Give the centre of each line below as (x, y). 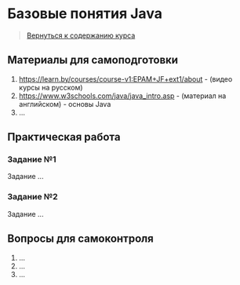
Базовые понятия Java (85, 14)
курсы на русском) (51, 87)
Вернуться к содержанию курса (81, 35)
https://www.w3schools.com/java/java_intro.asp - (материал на (122, 96)
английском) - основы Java (65, 104)
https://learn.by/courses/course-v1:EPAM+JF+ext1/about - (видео (125, 79)
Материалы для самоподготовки (93, 60)
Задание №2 (33, 197)
